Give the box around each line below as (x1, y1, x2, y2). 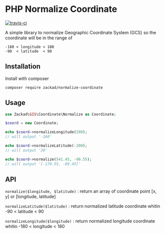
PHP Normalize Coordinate (5, 3, 117, 15)
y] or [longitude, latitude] (5, 194, 56, 200)
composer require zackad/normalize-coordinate (5, 85, 103, 90)
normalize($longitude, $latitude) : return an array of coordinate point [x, (5, 188, 157, 194)
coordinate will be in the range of (5, 35, 73, 41)
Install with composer (5, 76, 49, 81)
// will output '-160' (5, 134, 52, 140)
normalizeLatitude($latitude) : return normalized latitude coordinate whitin (5, 203, 160, 209)
